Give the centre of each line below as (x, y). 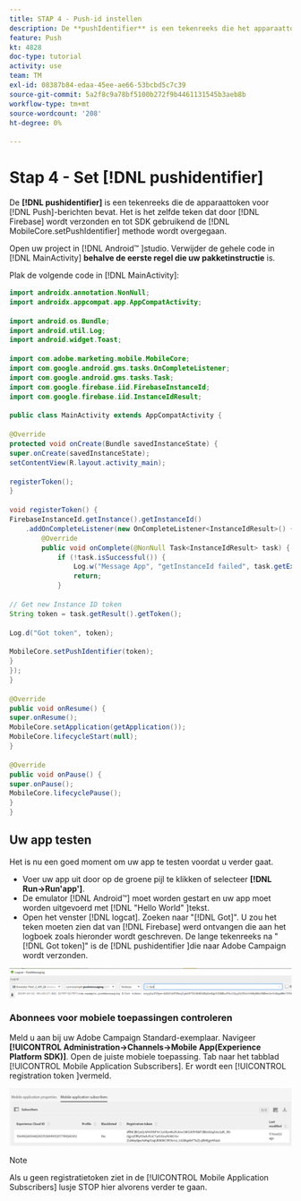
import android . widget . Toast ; (66, 340)
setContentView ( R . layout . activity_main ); (88, 463)
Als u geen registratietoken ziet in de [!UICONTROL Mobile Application (139, 1178)
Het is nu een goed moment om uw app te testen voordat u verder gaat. (142, 862)
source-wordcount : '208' (56, 113)
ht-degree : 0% (36, 123)
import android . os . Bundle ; (60, 321)
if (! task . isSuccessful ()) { (112, 557)
